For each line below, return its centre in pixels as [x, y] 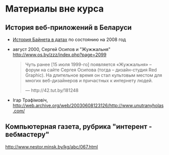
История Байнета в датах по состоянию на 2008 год [69, 39]
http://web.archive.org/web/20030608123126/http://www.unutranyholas [88, 106]
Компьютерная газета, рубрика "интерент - [79, 127]
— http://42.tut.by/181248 [52, 90]
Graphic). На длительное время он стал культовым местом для [94, 75]
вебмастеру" [27, 135]
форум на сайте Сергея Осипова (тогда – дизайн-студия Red [91, 70]
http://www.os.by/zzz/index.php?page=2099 [59, 55]
